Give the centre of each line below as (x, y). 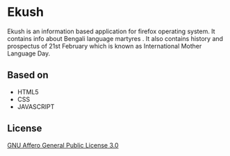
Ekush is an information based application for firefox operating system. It (111, 31)
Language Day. (29, 53)
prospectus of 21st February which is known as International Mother (105, 46)
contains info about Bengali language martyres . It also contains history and (115, 38)
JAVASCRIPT (36, 106)
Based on (28, 75)
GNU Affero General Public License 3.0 (63, 145)
